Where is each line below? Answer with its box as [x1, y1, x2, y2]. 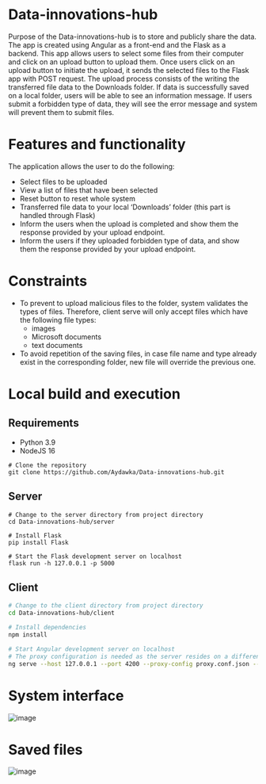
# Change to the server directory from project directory [8, 511, 203, 518]
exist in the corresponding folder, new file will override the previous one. [19, 357, 256, 366]
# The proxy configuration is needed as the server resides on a [8, 652, 228, 660]
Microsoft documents [31, 331, 101, 342]
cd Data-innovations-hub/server [8, 518, 115, 526]
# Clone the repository [8, 461, 87, 469]
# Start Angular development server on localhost [8, 644, 176, 653]
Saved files [8, 740, 83, 759]
